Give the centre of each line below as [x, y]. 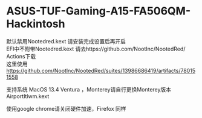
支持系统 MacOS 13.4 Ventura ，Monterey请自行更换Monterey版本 [89, 89]
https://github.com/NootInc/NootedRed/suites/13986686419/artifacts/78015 [101, 70]
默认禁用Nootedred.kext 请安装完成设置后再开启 [66, 41]
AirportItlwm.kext [28, 96]
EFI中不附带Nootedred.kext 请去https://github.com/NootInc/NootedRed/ [96, 49]
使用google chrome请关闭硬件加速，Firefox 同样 [66, 108]
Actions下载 [21, 56]
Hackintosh [36, 24]
